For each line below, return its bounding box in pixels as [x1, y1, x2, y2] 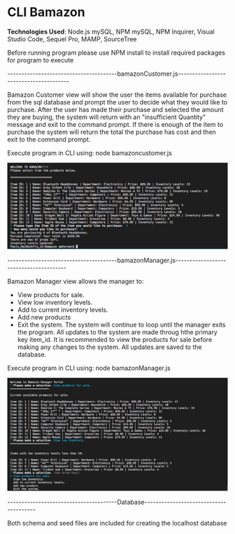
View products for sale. [17, 291, 85, 299]
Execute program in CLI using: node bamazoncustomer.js [7, 149, 173, 157]
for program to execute [7, 55, 74, 64]
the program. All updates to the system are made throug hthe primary [17, 328, 218, 336]
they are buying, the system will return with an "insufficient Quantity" [7, 113, 206, 121]
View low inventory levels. [17, 299, 93, 307]
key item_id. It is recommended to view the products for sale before [17, 336, 213, 344]
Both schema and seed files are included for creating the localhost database [7, 519, 227, 528]
